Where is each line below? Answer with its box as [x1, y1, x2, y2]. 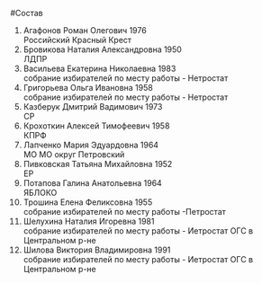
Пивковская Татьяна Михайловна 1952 [23, 159, 173, 169]
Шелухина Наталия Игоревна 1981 [23, 216, 155, 226]
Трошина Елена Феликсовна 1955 [23, 197, 153, 208]
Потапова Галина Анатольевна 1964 [23, 178, 163, 188]
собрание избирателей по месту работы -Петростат [23, 207, 226, 217]
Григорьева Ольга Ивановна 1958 [23, 83, 154, 93]
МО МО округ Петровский [23, 149, 125, 160]
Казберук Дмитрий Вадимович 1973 [23, 102, 163, 111]
